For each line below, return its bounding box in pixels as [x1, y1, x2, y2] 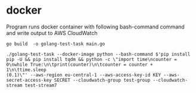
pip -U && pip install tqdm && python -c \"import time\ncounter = [6, 56, 178, 62]
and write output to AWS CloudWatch [6, 29, 98, 36]
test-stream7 [24, 82, 58, 88]
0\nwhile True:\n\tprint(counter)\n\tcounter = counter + [6, 62, 153, 68]
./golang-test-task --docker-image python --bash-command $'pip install [6, 51, 191, 57]
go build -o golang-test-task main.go [6, 41, 105, 47]
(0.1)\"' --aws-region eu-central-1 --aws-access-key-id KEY [6, 72, 161, 78]
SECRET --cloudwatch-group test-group [54, 77, 151, 83]
